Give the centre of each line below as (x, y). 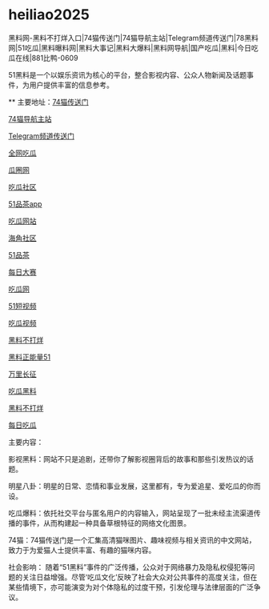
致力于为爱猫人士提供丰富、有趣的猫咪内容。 (82, 550)
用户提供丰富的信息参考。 (71, 85)
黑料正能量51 (29, 357)
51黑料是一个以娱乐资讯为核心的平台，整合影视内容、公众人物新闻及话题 (127, 74)
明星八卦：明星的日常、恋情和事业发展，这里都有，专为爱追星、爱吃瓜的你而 (134, 486)
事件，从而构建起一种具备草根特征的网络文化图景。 (106, 523)
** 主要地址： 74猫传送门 (49, 102)
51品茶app (25, 204)
